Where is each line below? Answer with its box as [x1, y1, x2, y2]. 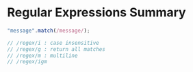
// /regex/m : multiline [7, 52, 78, 59]
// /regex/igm [7, 58, 48, 65]
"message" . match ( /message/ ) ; [7, 27, 90, 34]
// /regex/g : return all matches [7, 46, 106, 52]
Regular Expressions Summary [7, 5, 186, 20]
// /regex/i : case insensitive [7, 39, 99, 46]
